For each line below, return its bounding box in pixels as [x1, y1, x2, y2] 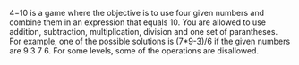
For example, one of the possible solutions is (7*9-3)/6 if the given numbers [9, 36, 291, 46]
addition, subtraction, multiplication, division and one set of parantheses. [9, 27, 278, 37]
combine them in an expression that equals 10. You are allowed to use [9, 17, 267, 28]
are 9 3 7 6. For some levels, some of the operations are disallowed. [9, 45, 260, 56]
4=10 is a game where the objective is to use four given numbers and [9, 8, 264, 18]
